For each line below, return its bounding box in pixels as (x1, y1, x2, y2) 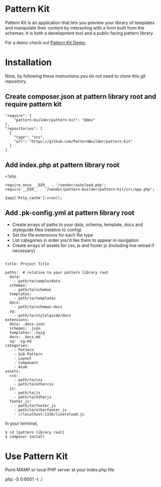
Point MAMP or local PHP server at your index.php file (5, 467, 114, 473)
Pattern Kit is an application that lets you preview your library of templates (5, 20, 155, 26)
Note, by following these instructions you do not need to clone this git (5, 73, 146, 79)
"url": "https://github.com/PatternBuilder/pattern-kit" (14, 139, 133, 144)
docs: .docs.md (9, 335, 41, 340)
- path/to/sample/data (14, 279, 60, 284)
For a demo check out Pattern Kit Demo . (5, 39, 86, 45)
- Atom (14, 365, 27, 370)
